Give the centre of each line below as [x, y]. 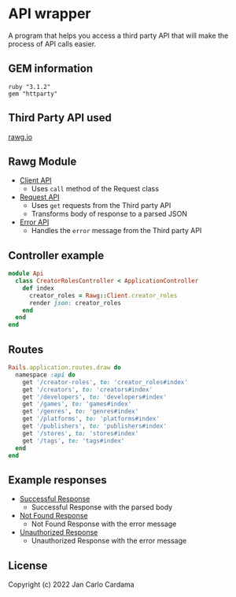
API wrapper [50, 14]
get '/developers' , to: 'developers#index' [95, 397]
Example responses [58, 480]
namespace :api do [46, 375]
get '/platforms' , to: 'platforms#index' [91, 419]
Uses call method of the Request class [95, 189]
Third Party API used [60, 118]
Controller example [56, 256]
